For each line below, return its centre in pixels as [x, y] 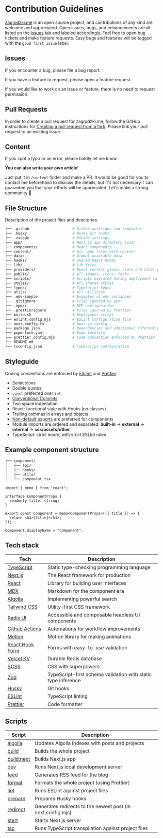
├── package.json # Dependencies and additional [70, 328]
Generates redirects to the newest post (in [83, 806]
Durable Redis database [75, 658]
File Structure [26, 208]
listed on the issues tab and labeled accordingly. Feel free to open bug [75, 33]
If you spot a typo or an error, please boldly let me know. [61, 159]
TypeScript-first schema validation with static [100, 674]
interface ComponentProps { [33, 496]
